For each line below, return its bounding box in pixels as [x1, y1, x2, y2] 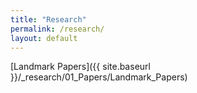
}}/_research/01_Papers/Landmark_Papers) [10, 71, 188, 83]
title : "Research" [10, 14, 87, 25]
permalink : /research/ [10, 24, 105, 34]
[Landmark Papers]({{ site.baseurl [10, 61, 151, 73]
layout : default [10, 33, 78, 43]
